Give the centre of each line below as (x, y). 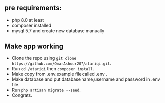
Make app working (34, 46)
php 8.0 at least (28, 20)
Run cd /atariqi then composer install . (53, 68)
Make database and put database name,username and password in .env (86, 79)
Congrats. (22, 95)
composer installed (32, 25)
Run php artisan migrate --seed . (46, 90)
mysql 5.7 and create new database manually (58, 30)
